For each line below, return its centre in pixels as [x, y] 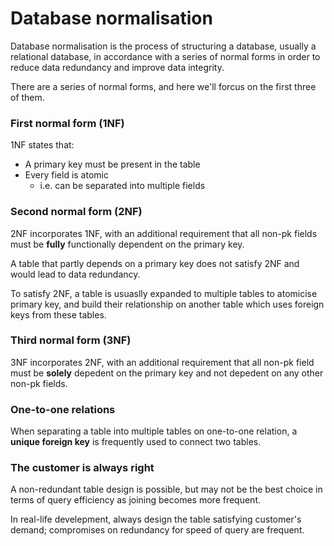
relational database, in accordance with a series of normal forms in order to [165, 56]
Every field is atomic [66, 175]
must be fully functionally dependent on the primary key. [127, 244]
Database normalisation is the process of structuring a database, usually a [163, 46]
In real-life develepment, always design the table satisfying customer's [156, 519]
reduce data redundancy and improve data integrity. [117, 67]
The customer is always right [82, 468]
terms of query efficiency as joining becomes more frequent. [136, 500]
